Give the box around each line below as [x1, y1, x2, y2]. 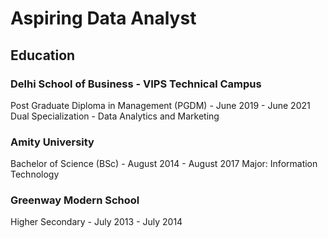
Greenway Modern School [10, 193, 140, 207]
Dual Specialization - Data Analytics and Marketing [10, 110, 220, 122]
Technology [10, 168, 60, 181]
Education [10, 47, 76, 64]
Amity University [10, 135, 95, 149]
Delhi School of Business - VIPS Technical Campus [10, 77, 262, 91]
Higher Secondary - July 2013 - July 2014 [10, 216, 183, 228]
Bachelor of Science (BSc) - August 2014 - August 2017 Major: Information [10, 158, 318, 170]
